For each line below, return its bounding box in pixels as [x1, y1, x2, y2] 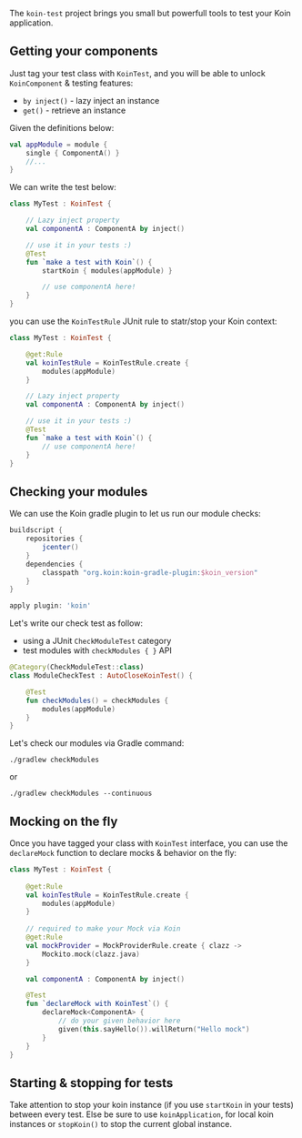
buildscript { [9, 526, 64, 535]
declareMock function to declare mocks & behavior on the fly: [9, 848, 237, 859]
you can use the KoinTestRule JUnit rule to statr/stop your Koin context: [9, 316, 277, 327]
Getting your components [9, 44, 158, 59]
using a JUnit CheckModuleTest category [22, 636, 172, 647]
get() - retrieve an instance [22, 105, 126, 116]
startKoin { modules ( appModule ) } [42, 266, 173, 276]
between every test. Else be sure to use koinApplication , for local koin [9, 1109, 275, 1120]
